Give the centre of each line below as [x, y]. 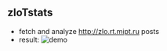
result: [29, 39]
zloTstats [30, 13]
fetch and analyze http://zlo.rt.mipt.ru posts [89, 31]
